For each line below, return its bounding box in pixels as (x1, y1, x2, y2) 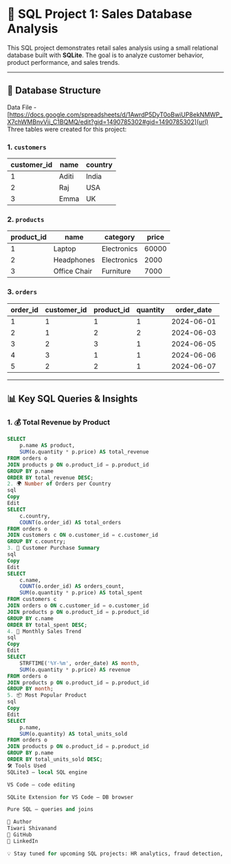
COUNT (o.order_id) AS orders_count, (19, 583, 125, 590)
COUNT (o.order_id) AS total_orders (19, 519, 122, 526)
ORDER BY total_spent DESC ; (7, 621, 88, 628)
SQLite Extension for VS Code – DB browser (7, 794, 134, 801)
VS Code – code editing (7, 781, 76, 788)
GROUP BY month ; (7, 686, 54, 692)
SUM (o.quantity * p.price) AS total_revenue (19, 449, 149, 455)
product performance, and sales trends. (7, 58, 120, 66)
